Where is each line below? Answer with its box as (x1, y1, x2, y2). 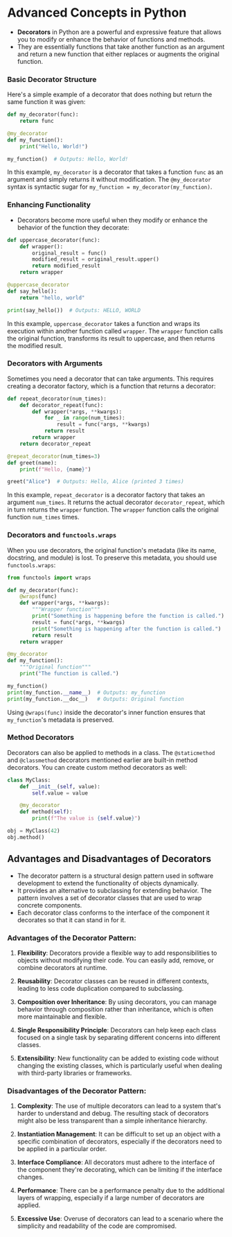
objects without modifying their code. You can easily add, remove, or (17, 955, 214, 964)
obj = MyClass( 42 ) (7, 827, 60, 835)
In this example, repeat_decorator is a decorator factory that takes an (7, 491, 206, 499)
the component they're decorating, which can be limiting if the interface (17, 1166, 223, 1174)
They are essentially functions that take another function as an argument (17, 42, 225, 51)
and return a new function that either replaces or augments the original (17, 50, 220, 58)
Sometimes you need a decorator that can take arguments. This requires (7, 374, 214, 383)
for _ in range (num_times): (44, 415, 126, 422)
